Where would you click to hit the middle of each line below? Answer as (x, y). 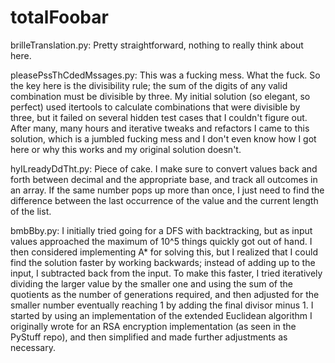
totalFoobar (59, 17)
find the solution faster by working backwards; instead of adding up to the (163, 262)
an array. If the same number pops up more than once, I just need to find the (167, 190)
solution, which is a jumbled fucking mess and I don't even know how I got (163, 138)
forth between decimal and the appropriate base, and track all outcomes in (164, 179)
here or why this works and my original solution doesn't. (126, 149)
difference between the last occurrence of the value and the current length (164, 200)
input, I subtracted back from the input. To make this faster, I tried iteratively (166, 273)
